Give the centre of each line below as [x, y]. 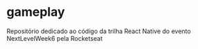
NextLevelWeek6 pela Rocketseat [55, 38]
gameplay [36, 12]
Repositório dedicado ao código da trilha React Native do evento [99, 31]
